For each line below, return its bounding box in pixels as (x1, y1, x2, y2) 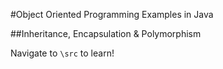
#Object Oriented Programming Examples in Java (10, 9, 214, 20)
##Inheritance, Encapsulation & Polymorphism (10, 28, 202, 39)
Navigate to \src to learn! (10, 47, 115, 59)
